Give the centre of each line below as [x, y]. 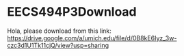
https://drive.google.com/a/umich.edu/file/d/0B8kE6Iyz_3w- [92, 38]
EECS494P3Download [72, 12]
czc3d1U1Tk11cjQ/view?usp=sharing [58, 45]
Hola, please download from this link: [59, 31]
